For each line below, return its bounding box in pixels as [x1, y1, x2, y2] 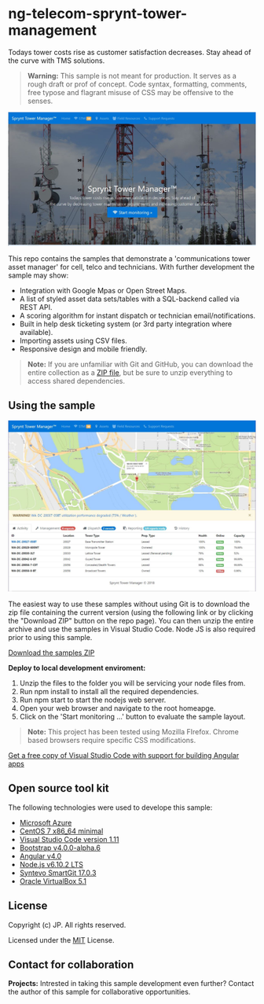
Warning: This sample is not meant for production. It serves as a [27, 71, 237, 80]
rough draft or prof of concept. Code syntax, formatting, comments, [27, 79, 247, 89]
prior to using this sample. [8, 632, 93, 642]
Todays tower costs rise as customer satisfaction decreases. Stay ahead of [8, 47, 251, 57]
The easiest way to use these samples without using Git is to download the [8, 599, 250, 609]
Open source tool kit [8, 782, 110, 795]
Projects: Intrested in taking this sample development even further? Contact [8, 979, 255, 988]
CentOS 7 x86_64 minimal [19, 826, 104, 836]
